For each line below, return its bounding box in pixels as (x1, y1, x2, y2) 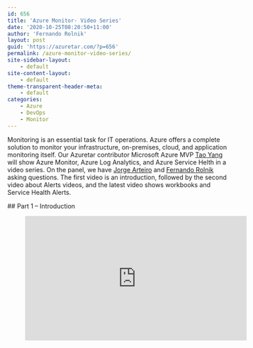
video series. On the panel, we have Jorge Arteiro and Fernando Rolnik (7, 165, 214, 174)
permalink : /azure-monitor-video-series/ (7, 50, 132, 57)
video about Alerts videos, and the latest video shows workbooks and (7, 180, 211, 189)
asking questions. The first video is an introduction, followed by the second (7, 173, 227, 181)
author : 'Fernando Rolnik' (7, 30, 87, 38)
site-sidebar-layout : (7, 57, 72, 64)
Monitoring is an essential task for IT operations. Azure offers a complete (7, 135, 220, 144)
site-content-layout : (7, 69, 72, 77)
